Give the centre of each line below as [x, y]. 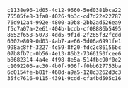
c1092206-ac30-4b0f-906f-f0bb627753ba [64, 66]
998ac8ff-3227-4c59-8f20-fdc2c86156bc [64, 48]
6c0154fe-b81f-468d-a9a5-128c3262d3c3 [64, 72]
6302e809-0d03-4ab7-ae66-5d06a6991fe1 [64, 41]
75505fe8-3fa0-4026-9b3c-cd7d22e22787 [64, 16]
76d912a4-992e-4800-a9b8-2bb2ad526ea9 [64, 23]
